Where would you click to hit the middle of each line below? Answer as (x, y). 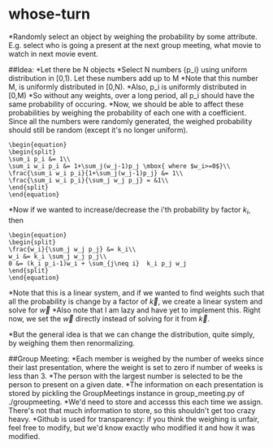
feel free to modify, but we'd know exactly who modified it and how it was (132, 428)
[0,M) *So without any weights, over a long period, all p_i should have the (131, 95)
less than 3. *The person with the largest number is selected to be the (126, 376)
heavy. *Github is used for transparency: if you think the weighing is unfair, (134, 419)
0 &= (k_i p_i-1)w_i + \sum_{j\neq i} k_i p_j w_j (97, 263)
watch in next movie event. (54, 54)
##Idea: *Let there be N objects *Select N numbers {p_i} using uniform (128, 69)
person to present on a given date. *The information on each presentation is (136, 384)
